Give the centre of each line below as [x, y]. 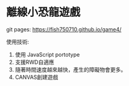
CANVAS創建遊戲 [36, 77]
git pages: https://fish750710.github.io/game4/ [64, 29]
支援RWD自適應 [34, 62]
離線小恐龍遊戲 [43, 12]
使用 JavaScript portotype [47, 54]
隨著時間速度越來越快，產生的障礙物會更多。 [71, 69]
